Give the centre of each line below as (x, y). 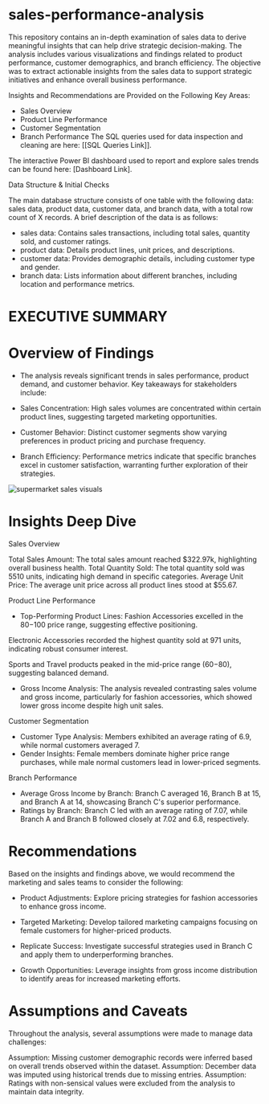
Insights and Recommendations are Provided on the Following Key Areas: (129, 95)
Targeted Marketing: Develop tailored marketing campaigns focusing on (139, 922)
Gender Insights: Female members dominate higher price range (125, 754)
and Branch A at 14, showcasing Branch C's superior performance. (130, 802)
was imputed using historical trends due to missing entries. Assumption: (127, 1074)
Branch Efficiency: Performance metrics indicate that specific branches (138, 456)
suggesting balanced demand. (59, 673)
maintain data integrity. (46, 1091)
